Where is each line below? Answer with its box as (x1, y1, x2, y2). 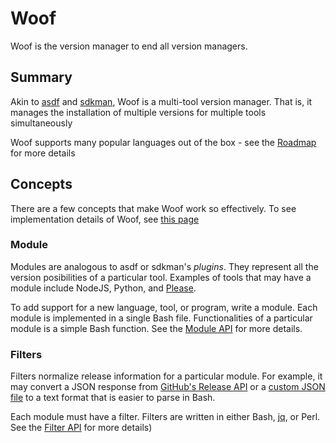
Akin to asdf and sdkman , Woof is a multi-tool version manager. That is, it (10, 95, 313, 107)
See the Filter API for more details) (10, 422, 153, 434)
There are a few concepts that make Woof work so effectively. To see (10, 202, 297, 214)
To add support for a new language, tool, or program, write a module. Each (10, 301, 318, 313)
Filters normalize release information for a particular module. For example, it (10, 370, 323, 382)
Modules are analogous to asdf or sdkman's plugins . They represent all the (10, 260, 319, 272)
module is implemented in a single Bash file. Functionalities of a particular (10, 312, 313, 324)
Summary (10, 69, 73, 86)
